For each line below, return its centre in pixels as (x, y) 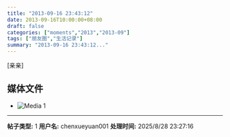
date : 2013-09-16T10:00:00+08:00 (55, 20)
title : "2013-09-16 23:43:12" (50, 13)
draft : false (26, 26)
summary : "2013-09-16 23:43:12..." (58, 45)
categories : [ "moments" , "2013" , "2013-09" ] (68, 32)
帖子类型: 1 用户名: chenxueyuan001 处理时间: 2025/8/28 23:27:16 (100, 126)
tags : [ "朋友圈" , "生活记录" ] (45, 39)
